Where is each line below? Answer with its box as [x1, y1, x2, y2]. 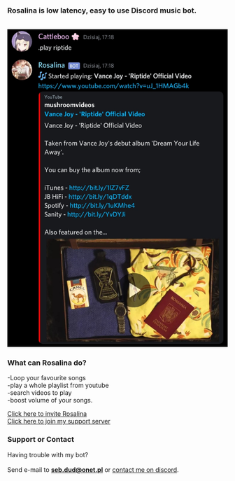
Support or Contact [7, 435, 75, 445]
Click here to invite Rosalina [7, 410, 87, 418]
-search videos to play [7, 389, 72, 397]
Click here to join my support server [7, 417, 111, 426]
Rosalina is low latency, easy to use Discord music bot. [7, 6, 197, 15]
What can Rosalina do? [7, 358, 87, 368]
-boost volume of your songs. [7, 396, 93, 405]
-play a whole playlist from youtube [7, 381, 110, 390]
